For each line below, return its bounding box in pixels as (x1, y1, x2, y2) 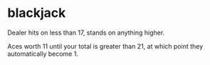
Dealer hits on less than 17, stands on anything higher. (7, 28, 165, 37)
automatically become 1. (7, 49, 78, 58)
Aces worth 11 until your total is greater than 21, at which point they (7, 42, 204, 50)
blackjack (7, 5, 66, 21)
